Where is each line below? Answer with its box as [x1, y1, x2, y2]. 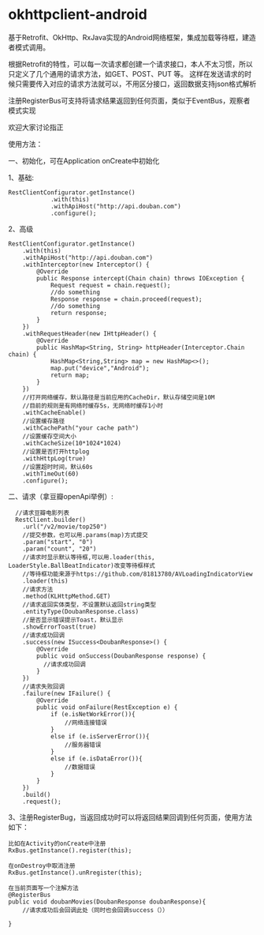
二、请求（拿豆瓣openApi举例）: [8, 491, 114, 501]
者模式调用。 [8, 42, 50, 52]
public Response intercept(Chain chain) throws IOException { [36, 274, 245, 282]
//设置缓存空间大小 [22, 432, 77, 440]
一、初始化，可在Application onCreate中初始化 [8, 156, 160, 165]
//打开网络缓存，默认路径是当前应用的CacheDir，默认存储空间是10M [22, 393, 215, 401]
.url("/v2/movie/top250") [22, 523, 108, 531]
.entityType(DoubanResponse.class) [22, 607, 139, 615]
